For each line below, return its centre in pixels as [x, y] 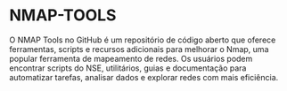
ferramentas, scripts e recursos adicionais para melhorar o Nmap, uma [139, 49]
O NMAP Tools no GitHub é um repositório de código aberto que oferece [143, 40]
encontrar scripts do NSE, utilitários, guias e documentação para [128, 68]
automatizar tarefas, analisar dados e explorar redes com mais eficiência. [144, 77]
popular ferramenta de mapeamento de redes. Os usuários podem [131, 58]
